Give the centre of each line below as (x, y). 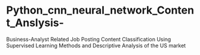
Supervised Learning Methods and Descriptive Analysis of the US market (96, 46)
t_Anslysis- (35, 23)
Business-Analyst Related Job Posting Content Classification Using (89, 39)
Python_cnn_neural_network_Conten (100, 10)
